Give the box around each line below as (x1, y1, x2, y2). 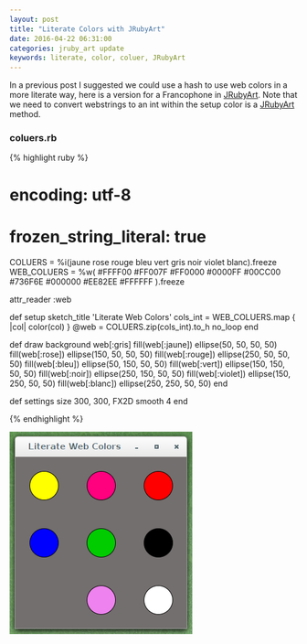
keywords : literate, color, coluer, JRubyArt (9, 53, 185, 63)
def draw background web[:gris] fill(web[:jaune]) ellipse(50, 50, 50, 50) (9, 338, 278, 349)
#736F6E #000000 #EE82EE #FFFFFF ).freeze (9, 275, 185, 287)
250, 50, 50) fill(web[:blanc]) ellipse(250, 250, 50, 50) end (9, 378, 228, 389)
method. (9, 109, 41, 120)
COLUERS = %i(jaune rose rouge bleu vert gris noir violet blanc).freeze (9, 256, 277, 267)
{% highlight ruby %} (9, 152, 89, 164)
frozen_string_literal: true (9, 226, 207, 247)
